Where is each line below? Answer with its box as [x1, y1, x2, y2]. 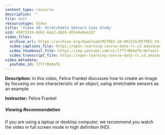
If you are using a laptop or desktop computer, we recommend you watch [5, 119, 154, 125]
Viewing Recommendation [5, 107, 60, 112]
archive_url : [9, 39, 36, 44]
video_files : [5, 35, 32, 40]
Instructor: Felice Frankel [5, 95, 57, 101]
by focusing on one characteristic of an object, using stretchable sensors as [5, 81, 159, 86]
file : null [5, 16, 27, 21]
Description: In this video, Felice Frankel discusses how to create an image [5, 76, 158, 81]
